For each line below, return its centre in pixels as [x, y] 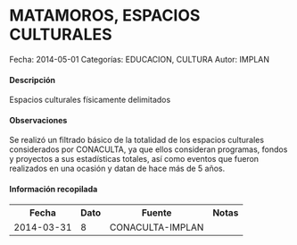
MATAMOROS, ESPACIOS [105, 16]
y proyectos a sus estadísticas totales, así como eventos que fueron [134, 159]
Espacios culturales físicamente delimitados [90, 100]
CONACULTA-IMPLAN [157, 227]
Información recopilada [54, 189]
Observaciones [38, 120]
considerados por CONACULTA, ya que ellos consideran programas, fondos [148, 149]
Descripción [33, 80]
